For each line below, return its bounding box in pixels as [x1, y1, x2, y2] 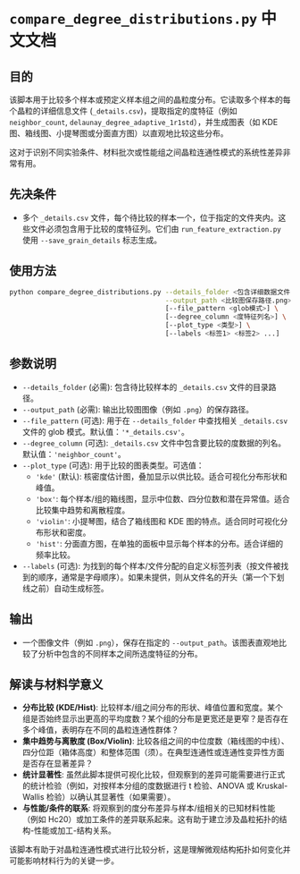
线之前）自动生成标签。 [21, 582, 109, 593]
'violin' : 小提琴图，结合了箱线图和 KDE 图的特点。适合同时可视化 [35, 515, 280, 526]
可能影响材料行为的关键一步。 [9, 855, 119, 866]
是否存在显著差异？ [21, 758, 94, 769]
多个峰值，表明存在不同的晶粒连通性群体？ [21, 725, 179, 735]
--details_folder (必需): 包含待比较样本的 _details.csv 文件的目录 [21, 381, 270, 392]
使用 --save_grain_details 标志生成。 [21, 234, 162, 245]
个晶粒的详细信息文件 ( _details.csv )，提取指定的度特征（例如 [9, 106, 238, 116]
